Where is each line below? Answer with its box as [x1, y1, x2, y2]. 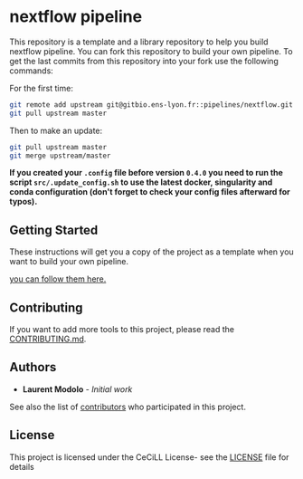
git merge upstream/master [9, 151, 111, 160]
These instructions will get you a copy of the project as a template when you [9, 246, 294, 257]
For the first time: [9, 82, 74, 93]
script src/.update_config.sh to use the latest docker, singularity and [9, 177, 273, 187]
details [9, 461, 34, 472]
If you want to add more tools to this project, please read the [9, 324, 235, 335]
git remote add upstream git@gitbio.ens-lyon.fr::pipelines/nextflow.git [9, 100, 294, 110]
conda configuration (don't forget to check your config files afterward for [9, 187, 291, 197]
